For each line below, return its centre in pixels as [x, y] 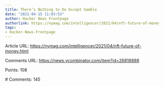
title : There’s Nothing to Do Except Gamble [51, 9]
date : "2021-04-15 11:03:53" [35, 14]
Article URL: [17, 46]
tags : [10, 28]
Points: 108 [16, 70]
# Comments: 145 [23, 79]
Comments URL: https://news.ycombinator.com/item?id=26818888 [72, 60]
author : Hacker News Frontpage [37, 18]
